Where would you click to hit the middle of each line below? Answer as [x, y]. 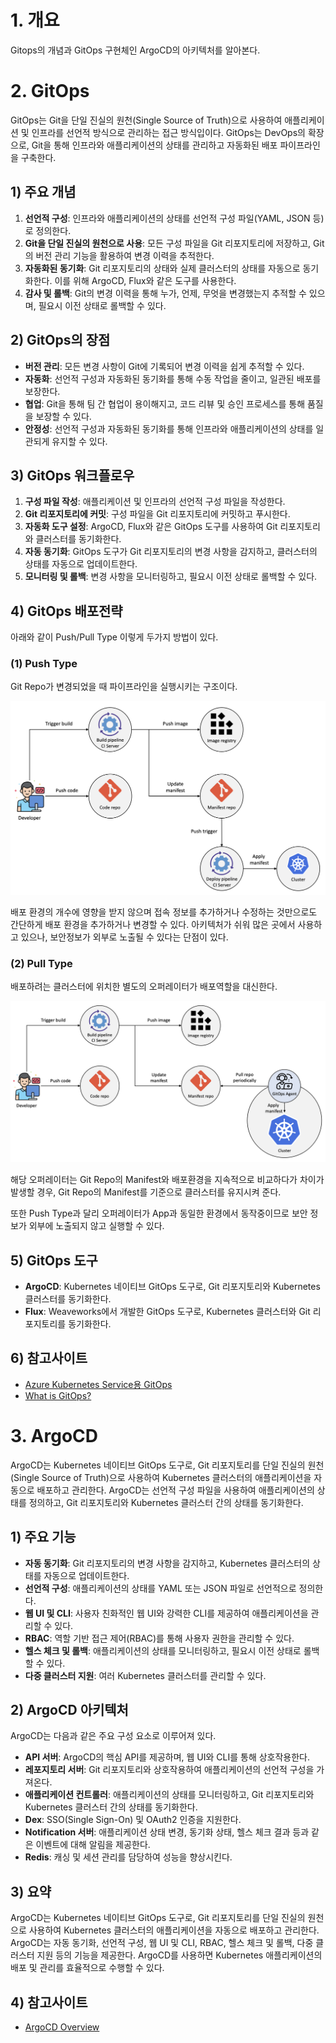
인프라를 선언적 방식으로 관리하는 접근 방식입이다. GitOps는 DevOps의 [168, 132]
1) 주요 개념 [43, 192]
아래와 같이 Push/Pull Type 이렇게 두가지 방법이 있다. [114, 637]
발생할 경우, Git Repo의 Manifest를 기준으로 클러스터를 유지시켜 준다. [146, 1192]
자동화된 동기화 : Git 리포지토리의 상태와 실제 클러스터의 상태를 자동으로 [162, 268]
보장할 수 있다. [63, 416]
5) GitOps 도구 [54, 1260]
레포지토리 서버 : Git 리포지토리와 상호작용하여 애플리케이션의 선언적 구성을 [169, 1770]
